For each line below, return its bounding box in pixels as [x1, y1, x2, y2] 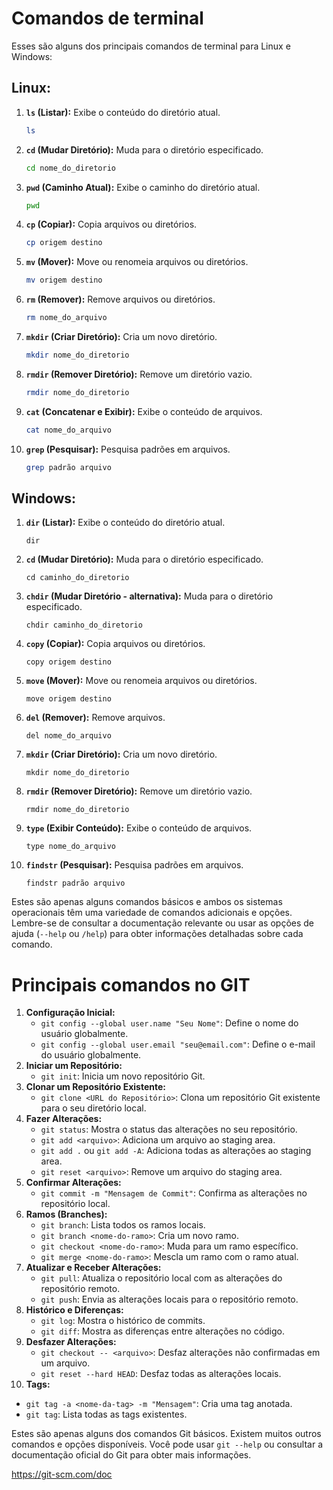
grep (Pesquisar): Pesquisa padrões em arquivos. [25, 443, 231, 455]
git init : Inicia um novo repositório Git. [40, 1070, 206, 1082]
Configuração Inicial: [25, 1007, 116, 1019]
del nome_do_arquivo [25, 731, 112, 741]
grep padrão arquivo [25, 462, 112, 472]
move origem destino [25, 694, 112, 704]
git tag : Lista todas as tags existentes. [25, 1408, 188, 1421]
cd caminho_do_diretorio [25, 573, 130, 583]
